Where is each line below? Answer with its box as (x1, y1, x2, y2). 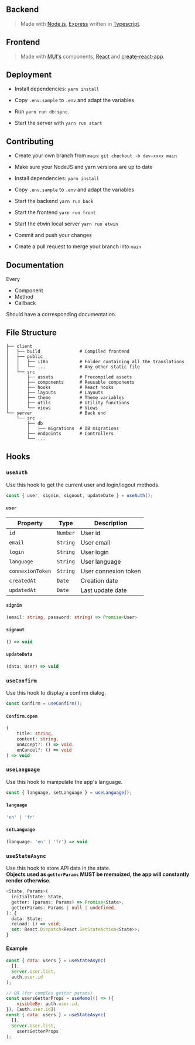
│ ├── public (6, 353, 43, 360)
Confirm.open (6, 713, 38, 719)
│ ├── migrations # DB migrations (27, 425, 119, 431)
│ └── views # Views (6, 405, 98, 411)
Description (94, 519, 128, 527)
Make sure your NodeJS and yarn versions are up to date (14, 164, 153, 171)
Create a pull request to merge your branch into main (14, 243, 142, 250)
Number (56, 529, 75, 536)
